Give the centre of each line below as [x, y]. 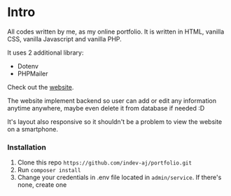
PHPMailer [33, 73]
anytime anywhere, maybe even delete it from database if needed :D [106, 108]
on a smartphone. [33, 129]
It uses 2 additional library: [45, 52]
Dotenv [28, 66]
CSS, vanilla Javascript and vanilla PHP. [65, 38]
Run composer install [49, 170]
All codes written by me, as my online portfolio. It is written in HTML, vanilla [116, 31]
